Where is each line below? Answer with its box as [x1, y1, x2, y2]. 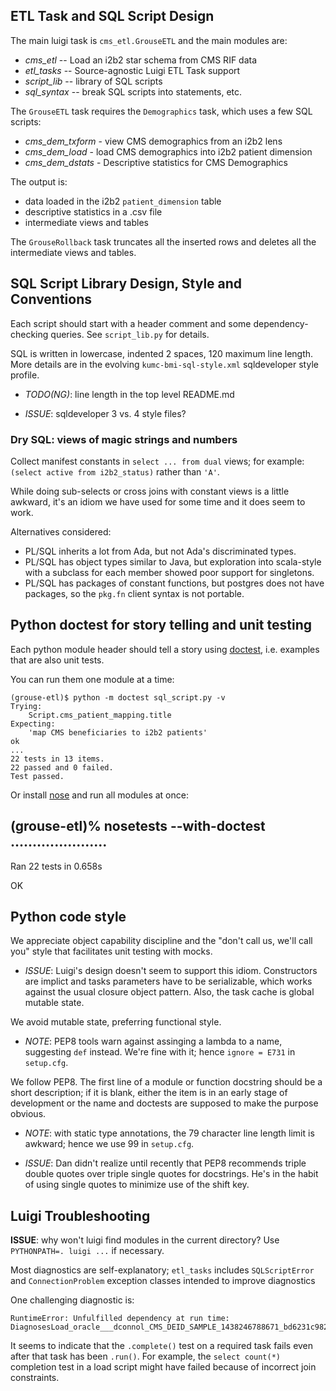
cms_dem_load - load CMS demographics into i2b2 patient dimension [24, 145, 313, 158]
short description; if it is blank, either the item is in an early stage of [10, 1087, 288, 1099]
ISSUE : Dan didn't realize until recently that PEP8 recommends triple [24, 1157, 307, 1169]
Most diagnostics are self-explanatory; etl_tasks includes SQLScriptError [10, 1264, 315, 1276]
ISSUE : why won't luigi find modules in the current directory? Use [10, 1234, 280, 1246]
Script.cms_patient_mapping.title [28, 710, 172, 720]
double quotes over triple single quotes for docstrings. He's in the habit [24, 1168, 319, 1180]
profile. [10, 369, 40, 381]
